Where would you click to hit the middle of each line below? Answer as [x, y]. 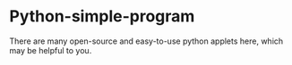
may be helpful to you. [51, 50]
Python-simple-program [102, 16]
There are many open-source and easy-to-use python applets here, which [146, 41]
